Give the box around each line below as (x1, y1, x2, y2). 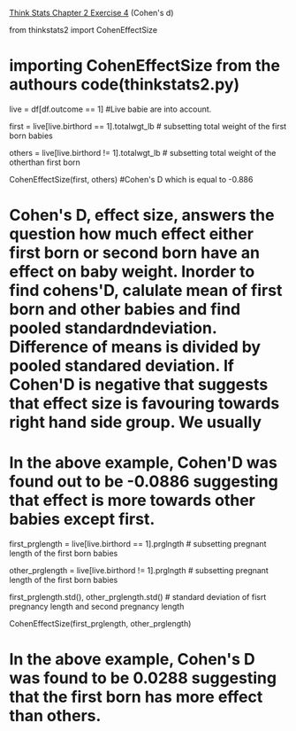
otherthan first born (9, 157, 81, 167)
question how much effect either (9, 224, 254, 245)
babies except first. (9, 509, 156, 530)
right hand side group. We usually (9, 412, 262, 432)
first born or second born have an (9, 243, 261, 263)
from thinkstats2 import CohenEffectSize (9, 25, 157, 35)
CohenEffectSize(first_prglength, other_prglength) (9, 618, 192, 629)
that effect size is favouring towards (9, 393, 280, 414)
